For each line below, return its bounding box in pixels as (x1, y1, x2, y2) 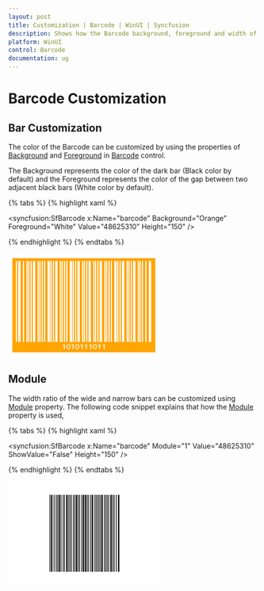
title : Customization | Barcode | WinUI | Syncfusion (8, 21, 190, 29)
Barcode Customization (8, 90, 166, 108)
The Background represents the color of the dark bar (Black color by (8, 166, 232, 175)
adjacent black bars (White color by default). (8, 183, 155, 192)
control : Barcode (8, 46, 66, 55)
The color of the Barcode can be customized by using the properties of (8, 143, 240, 151)
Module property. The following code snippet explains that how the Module (8, 402, 254, 411)
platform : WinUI (8, 38, 62, 46)
